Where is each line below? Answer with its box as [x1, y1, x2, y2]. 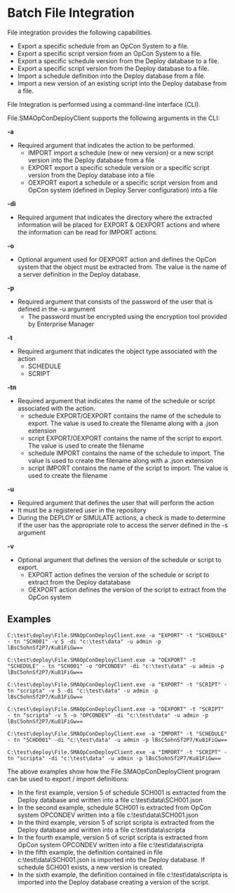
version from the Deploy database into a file [27, 171, 155, 179]
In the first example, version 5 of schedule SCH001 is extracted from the [17, 788, 227, 797]
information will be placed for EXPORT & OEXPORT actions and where [17, 220, 220, 229]
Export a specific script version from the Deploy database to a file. [17, 64, 209, 72]
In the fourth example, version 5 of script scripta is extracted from [17, 833, 208, 841]
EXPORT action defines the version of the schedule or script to [27, 571, 210, 579]
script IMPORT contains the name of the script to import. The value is [27, 464, 229, 472]
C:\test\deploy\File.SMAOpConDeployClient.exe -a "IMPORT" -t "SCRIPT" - [7, 748, 228, 756]
